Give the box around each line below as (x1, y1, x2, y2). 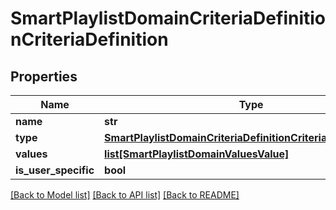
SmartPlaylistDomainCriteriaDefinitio (10, 7, 326, 30)
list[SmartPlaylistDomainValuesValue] (104, 147, 290, 161)
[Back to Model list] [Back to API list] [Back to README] (10, 189, 240, 201)
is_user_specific (15, 163, 95, 177)
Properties (10, 68, 78, 85)
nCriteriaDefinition (10, 28, 169, 51)
